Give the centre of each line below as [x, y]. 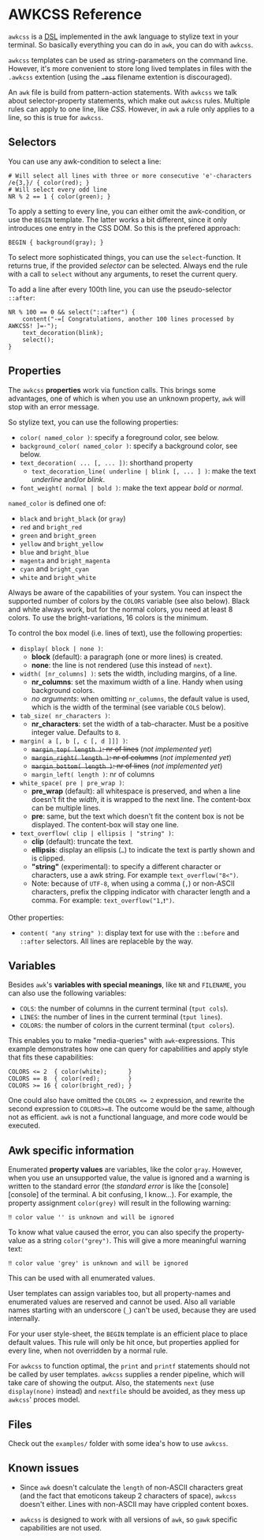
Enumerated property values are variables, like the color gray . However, [125, 1169]
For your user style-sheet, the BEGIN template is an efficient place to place [128, 1334]
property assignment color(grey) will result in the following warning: [119, 1203]
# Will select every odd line [58, 190]
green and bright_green [58, 535]
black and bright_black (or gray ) [73, 518]
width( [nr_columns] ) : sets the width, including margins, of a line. [128, 673]
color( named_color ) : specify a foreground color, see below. [119, 437]
